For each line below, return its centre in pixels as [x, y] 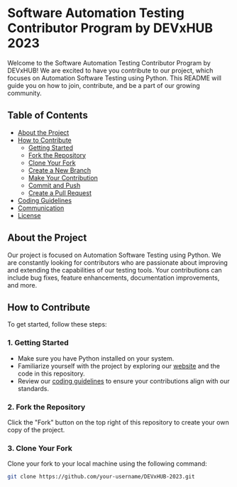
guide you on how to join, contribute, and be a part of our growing [104, 85]
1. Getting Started [38, 343]
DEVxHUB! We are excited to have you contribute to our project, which [110, 70]
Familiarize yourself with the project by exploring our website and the [118, 366]
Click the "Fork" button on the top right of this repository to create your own [118, 422]
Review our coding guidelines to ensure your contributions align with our [123, 381]
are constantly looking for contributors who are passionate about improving [118, 262]
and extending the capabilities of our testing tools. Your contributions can [115, 270]
